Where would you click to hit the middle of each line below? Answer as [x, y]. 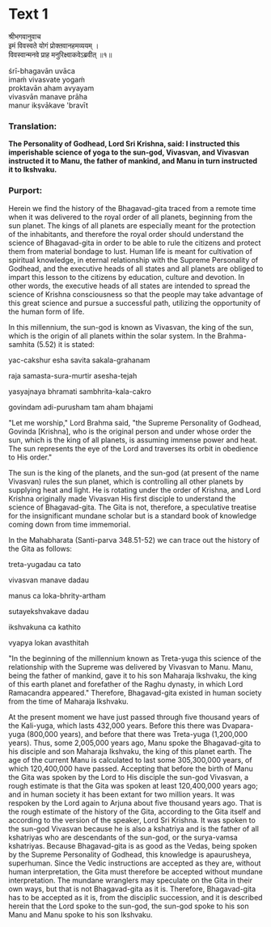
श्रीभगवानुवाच [25, 36]
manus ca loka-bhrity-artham [57, 595]
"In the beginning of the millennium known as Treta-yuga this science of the [135, 658]
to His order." [30, 457]
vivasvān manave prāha [48, 96]
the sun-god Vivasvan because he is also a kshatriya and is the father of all [133, 828]
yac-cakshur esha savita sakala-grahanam [80, 360]
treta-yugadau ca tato [45, 564]
